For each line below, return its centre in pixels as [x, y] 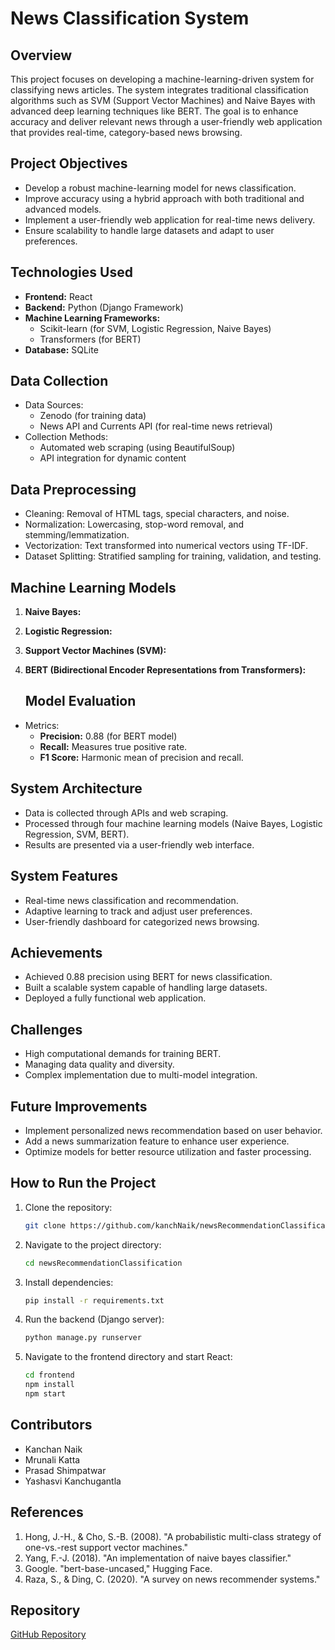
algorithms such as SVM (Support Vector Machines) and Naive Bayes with [163, 100]
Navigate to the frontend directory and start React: [128, 1357]
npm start [45, 1394]
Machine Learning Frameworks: [92, 318]
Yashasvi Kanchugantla [73, 1481]
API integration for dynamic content [113, 458]
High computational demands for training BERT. [123, 1054]
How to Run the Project [83, 1183]
